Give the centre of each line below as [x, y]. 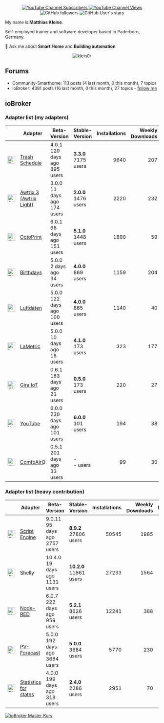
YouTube [30, 423]
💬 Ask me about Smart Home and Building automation [60, 46]
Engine [28, 537]
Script [27, 531]
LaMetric [30, 346]
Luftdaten [31, 308]
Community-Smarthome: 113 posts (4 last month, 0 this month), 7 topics [84, 83]
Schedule [31, 163]
